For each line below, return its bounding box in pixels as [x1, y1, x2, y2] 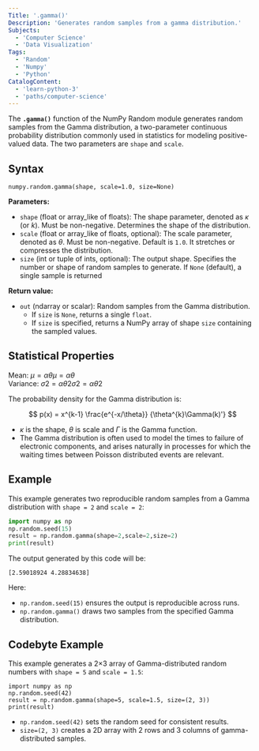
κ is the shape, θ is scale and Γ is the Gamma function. [19, 424, 197, 434]
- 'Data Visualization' [15, 41, 93, 49]
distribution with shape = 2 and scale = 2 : [8, 502, 145, 512]
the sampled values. [31, 327, 97, 336]
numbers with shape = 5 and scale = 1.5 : [8, 667, 144, 676]
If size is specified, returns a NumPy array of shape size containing [31, 318, 252, 328]
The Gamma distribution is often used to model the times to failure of [19, 433, 244, 442]
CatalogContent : [8, 77, 62, 85]
